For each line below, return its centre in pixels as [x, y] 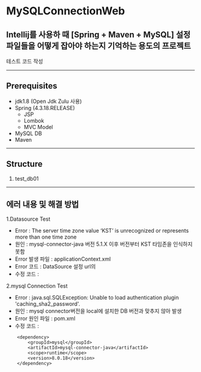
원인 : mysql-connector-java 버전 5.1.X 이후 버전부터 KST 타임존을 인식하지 [103, 244]
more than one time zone [45, 237]
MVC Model [38, 127]
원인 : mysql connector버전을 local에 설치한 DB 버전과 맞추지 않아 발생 [98, 311]
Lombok [34, 120]
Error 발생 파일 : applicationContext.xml [63, 259]
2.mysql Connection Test [37, 286]
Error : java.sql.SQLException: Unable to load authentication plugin [97, 298]
